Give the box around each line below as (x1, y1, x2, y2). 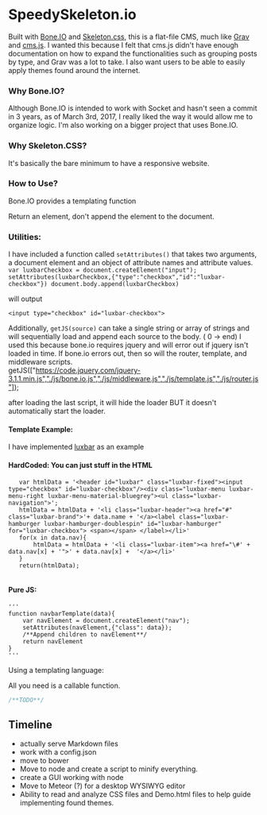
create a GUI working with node (19, 773, 124, 782)
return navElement (22, 637, 83, 645)
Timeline (8, 718, 53, 732)
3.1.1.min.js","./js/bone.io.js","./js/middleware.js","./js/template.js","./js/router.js (8, 374, 259, 384)
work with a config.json (19, 747, 97, 757)
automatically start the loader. (8, 407, 106, 416)
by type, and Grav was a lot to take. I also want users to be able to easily (8, 57, 246, 67)
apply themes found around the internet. (8, 65, 141, 75)
